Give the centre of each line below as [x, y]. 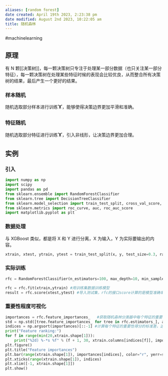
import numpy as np [25, 180]
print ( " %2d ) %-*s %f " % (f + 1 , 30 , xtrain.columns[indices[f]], [84, 341]
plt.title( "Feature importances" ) [41, 350]
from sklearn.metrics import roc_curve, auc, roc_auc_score [69, 208]
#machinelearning [24, 38]
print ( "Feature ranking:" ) [33, 331]
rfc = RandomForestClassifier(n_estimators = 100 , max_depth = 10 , [72, 279]
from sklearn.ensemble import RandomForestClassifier [62, 194]
